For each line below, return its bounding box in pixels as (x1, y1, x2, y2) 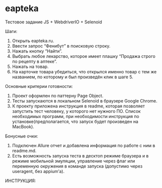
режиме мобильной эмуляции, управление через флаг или (12, 158, 135, 164)
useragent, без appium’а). (12, 168, 65, 174)
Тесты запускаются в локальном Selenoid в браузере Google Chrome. (12, 98, 158, 103)
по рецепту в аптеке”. (12, 58, 57, 64)
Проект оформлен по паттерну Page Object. (12, 93, 104, 99)
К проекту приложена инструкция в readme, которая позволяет (12, 103, 145, 109)
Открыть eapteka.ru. (12, 37, 54, 44)
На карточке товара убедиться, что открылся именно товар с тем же (12, 68, 157, 74)
